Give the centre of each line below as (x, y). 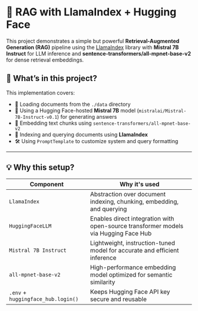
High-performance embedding (133, 267)
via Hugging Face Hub (121, 233)
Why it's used (140, 184)
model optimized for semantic (131, 274)
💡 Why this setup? (40, 168)
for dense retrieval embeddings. (45, 60)
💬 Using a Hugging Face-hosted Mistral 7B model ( (77, 110)
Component (47, 184)
